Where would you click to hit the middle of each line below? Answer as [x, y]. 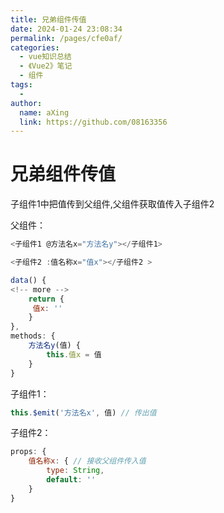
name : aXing [44, 112]
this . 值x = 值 [74, 354]
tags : [21, 85]
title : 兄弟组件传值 [48, 19]
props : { [28, 452]
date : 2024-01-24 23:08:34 [66, 29]
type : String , [75, 471]
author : [26, 103]
